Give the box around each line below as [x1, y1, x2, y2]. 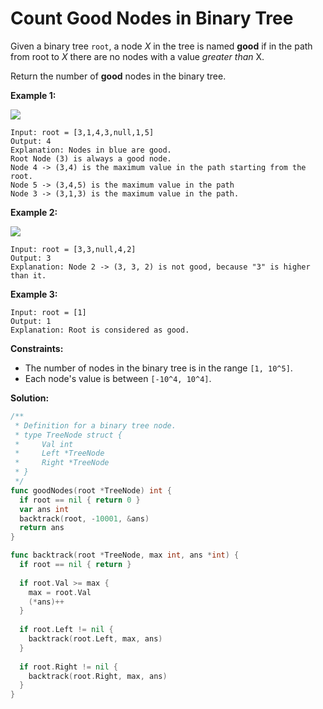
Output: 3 [10, 253, 52, 263]
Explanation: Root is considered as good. [10, 325, 190, 335]
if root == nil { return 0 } [19, 495, 141, 505]
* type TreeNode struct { [14, 430, 123, 440]
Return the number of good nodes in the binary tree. [10, 70, 227, 82]
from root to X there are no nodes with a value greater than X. [10, 50, 265, 62]
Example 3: [10, 288, 58, 300]
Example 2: [10, 206, 58, 218]
